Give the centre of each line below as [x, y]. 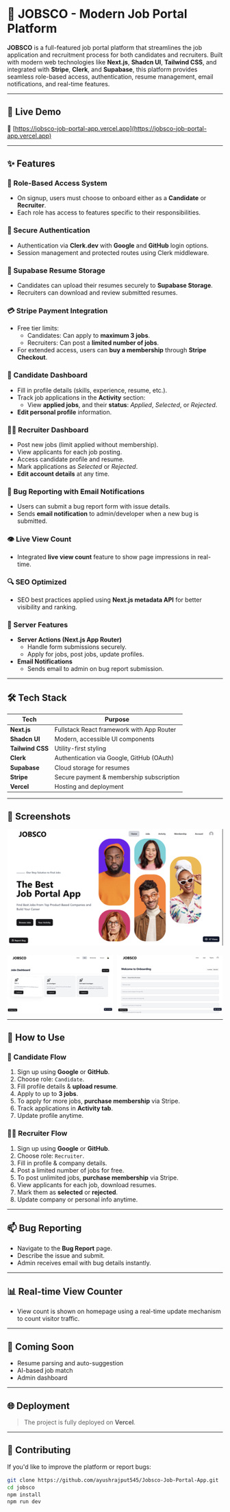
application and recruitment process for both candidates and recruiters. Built [115, 55]
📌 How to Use [36, 1038]
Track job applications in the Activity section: [81, 398]
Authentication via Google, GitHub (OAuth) [114, 758]
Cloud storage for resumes [92, 768]
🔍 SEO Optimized [37, 582]
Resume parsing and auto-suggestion [70, 1363]
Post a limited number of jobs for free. [71, 1170]
